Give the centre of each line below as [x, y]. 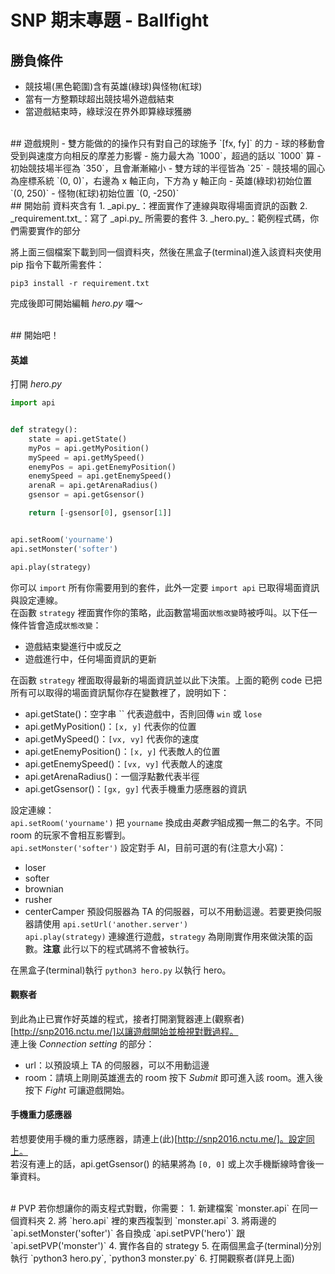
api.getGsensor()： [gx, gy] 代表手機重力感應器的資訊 [135, 788]
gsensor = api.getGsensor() [86, 495]
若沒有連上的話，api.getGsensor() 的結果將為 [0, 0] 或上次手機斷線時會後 [163, 1163]
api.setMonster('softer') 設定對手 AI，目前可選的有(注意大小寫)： [148, 847]
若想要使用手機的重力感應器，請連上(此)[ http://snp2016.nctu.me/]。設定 [158, 1138]
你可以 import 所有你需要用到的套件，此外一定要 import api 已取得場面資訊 [165, 587]
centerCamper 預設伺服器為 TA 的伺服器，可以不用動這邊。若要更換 [164, 911]
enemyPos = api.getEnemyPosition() [102, 467]
